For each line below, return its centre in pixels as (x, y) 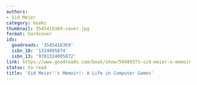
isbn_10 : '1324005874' (40, 51)
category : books (26, 23)
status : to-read (26, 67)
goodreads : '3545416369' (43, 45)
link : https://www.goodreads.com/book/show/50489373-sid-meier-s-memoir (99, 62)
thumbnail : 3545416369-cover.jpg (48, 28)
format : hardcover (29, 34)
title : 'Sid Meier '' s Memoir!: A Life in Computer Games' (80, 73)
